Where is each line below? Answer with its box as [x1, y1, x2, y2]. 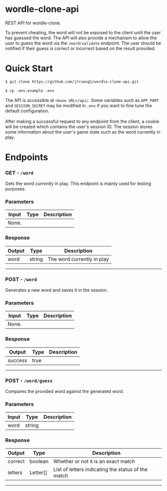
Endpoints [5, 152, 48, 163]
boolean [29, 458, 49, 465]
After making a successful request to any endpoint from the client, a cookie [5, 118, 160, 124]
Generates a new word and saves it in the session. [5, 287, 108, 293]
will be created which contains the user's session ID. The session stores [5, 123, 153, 130]
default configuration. [5, 108, 50, 114]
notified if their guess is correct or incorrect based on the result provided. [5, 45, 156, 51]
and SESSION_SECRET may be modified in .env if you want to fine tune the [5, 102, 153, 108]
